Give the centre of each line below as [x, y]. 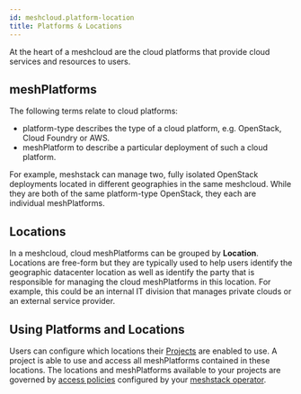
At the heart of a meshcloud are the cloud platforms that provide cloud [140, 51]
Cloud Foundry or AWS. [66, 138]
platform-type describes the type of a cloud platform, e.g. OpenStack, [152, 129]
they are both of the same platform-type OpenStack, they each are [133, 193]
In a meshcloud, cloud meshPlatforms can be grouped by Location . [134, 254]
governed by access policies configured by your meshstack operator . [138, 380]
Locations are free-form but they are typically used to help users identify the [151, 263]
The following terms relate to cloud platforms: [93, 111]
